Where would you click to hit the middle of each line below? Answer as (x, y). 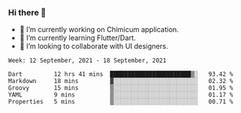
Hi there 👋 (27, 13)
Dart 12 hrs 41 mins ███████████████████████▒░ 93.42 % (121, 75)
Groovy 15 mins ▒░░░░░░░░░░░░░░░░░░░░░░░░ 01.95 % (121, 88)
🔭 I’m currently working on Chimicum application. (99, 30)
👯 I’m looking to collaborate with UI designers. (94, 46)
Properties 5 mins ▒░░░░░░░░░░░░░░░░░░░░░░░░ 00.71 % (121, 102)
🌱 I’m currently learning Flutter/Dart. (77, 38)
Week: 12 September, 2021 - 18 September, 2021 (88, 61)
